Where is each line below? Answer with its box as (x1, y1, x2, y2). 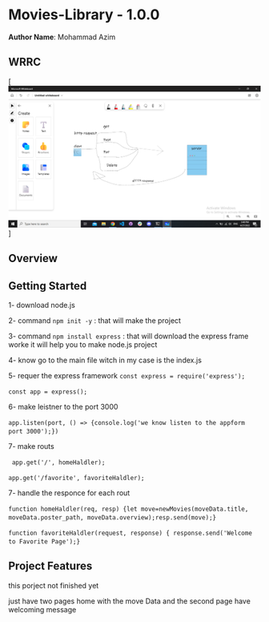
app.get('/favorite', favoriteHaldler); (8, 474, 146, 482)
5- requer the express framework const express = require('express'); (8, 370, 246, 380)
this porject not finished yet (8, 580, 99, 590)
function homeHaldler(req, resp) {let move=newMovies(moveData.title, (8, 505, 249, 513)
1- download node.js (8, 300, 76, 309)
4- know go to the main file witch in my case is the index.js (8, 355, 203, 365)
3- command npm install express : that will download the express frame (8, 331, 249, 341)
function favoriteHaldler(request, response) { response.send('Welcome (8, 529, 252, 537)
